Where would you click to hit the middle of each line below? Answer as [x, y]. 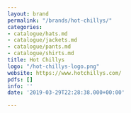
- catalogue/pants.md [39, 47]
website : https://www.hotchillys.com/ [64, 73]
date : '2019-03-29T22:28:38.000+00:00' [66, 93]
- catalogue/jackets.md [42, 40]
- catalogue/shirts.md [41, 54]
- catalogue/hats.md [38, 34]
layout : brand [28, 14]
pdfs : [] [20, 79]
